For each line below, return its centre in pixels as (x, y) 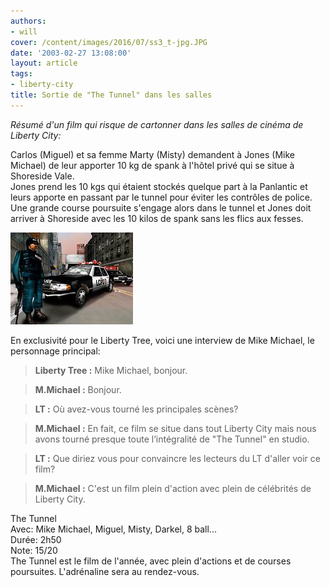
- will (24, 31)
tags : (21, 74)
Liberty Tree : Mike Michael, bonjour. (111, 370)
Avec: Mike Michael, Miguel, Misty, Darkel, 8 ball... (113, 529)
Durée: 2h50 (36, 539)
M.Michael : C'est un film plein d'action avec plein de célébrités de (173, 488)
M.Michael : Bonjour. (78, 389)
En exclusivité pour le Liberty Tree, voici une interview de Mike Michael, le (162, 340)
